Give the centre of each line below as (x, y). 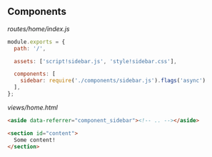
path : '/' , (30, 48)
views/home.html (33, 107)
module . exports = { (36, 42)
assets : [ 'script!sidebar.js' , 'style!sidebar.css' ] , (95, 61)
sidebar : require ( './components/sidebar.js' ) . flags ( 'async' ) (113, 81)
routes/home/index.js (39, 28)
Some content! (35, 140)
